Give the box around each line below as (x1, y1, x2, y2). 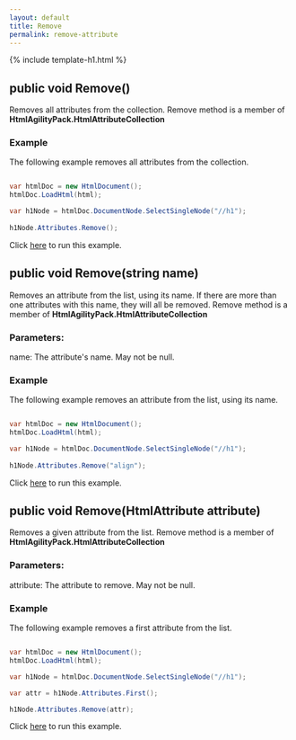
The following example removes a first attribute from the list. (9, 622, 232, 634)
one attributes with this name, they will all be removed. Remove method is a (9, 299, 289, 310)
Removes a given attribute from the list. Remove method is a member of (9, 527, 274, 538)
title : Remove (9, 22, 63, 31)
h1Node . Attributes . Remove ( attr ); (9, 705, 135, 714)
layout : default (9, 13, 70, 22)
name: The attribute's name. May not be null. (9, 352, 175, 362)
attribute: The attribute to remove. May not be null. (9, 579, 196, 590)
